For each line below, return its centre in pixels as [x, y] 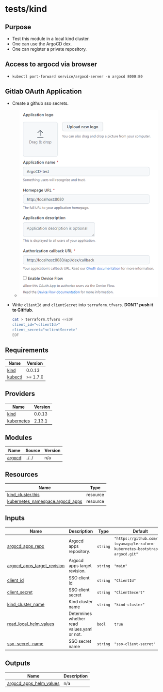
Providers [20, 394]
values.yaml [81, 629]
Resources [22, 474]
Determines [80, 613]
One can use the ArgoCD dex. [42, 44]
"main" [121, 566]
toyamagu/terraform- [135, 544]
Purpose [18, 27]
